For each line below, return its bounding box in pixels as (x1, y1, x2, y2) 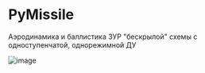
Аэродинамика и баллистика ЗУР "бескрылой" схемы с (8, 32, 198, 41)
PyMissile (8, 6, 74, 24)
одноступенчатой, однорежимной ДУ (8, 40, 137, 49)
